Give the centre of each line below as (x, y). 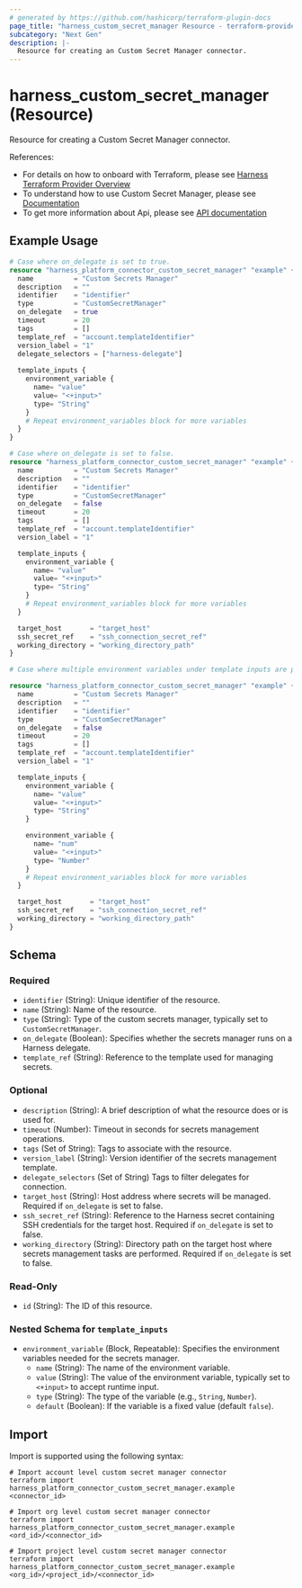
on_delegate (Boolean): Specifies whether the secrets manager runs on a (157, 1038)
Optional (28, 1090)
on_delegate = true (58, 312)
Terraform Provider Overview (76, 184)
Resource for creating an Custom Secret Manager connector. (132, 51)
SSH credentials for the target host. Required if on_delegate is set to (148, 1225)
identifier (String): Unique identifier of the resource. (121, 1000)
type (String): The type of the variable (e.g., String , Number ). (147, 1396)
